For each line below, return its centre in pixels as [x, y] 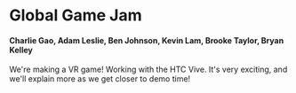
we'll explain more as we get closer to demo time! [100, 79]
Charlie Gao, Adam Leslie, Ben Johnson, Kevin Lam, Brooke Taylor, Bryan [147, 40]
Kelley [21, 50]
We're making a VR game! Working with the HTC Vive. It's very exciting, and [148, 70]
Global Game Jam [76, 15]
